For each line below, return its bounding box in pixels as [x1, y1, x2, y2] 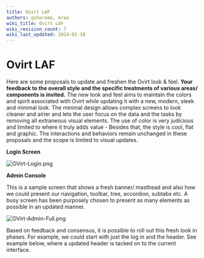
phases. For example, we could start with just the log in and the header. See [6, 233, 197, 241]
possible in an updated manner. [6, 203, 85, 210]
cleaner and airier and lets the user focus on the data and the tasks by [6, 110, 183, 118]
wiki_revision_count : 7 [6, 26, 67, 32]
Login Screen [6, 148, 41, 156]
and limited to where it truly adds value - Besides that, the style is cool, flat [6, 123, 194, 131]
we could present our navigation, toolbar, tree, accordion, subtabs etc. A [6, 190, 188, 198]
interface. [6, 246, 30, 254]
